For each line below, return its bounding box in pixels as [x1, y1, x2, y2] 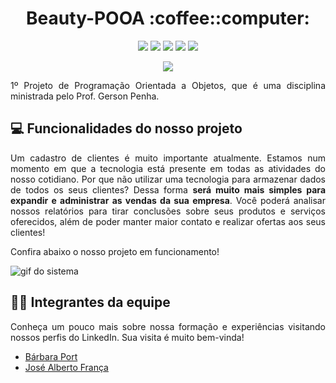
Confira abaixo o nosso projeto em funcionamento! [10, 245, 220, 257]
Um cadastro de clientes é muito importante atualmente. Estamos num [10, 152, 326, 164]
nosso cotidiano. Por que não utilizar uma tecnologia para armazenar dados [10, 173, 326, 185]
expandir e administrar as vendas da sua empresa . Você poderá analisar [10, 194, 326, 206]
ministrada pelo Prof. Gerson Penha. [10, 90, 160, 102]
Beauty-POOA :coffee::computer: [26, 7, 310, 30]
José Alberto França [24, 361, 109, 373]
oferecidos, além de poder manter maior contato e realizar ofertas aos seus [10, 215, 326, 227]
